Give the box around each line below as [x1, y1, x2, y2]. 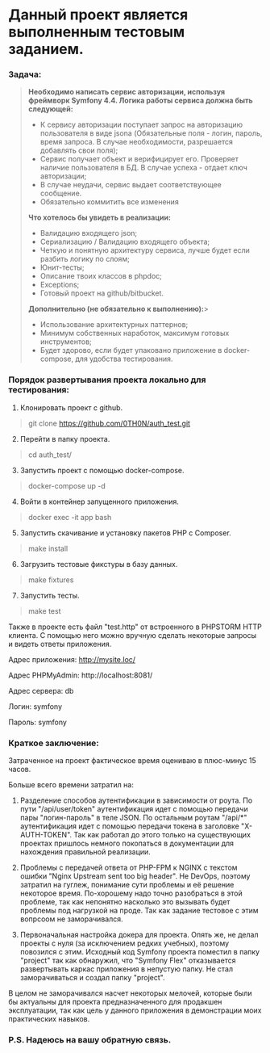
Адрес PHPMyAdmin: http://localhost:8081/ [8, 670, 153, 680]
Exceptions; [39, 280, 80, 290]
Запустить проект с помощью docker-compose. [19, 465, 185, 475]
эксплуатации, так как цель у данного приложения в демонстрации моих [8, 1005, 262, 1015]
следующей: [27, 104, 74, 114]
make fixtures [27, 575, 74, 585]
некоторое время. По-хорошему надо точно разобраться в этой [19, 888, 243, 898]
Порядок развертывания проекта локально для [8, 374, 206, 385]
